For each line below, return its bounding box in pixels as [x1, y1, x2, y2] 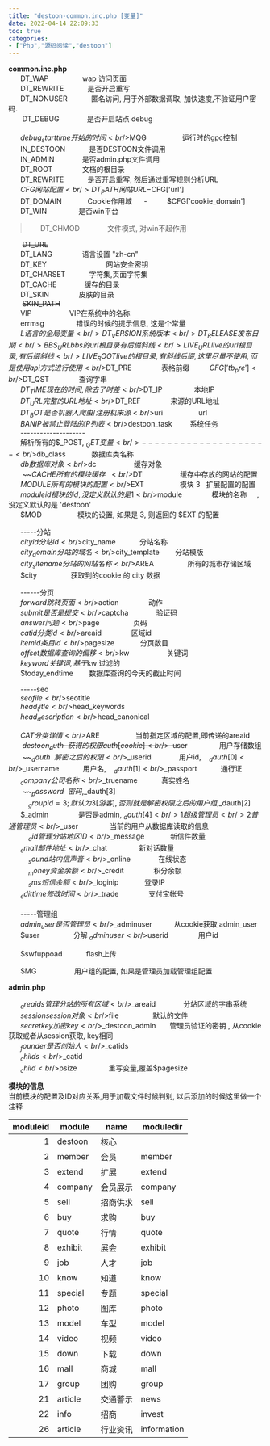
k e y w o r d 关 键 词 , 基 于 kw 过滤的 [19, 658, 121, 667]
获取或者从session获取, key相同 [8, 1031, 114, 1040]
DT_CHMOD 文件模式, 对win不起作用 [39, 223, 187, 233]
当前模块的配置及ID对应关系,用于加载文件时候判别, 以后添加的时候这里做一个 [8, 1091, 262, 1101]
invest [140, 1409, 164, 1420]
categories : [8, 34, 48, 43]
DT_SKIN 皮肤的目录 [19, 289, 114, 299]
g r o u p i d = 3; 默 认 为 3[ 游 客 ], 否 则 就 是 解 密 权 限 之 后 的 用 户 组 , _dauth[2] [27, 798, 251, 810]
